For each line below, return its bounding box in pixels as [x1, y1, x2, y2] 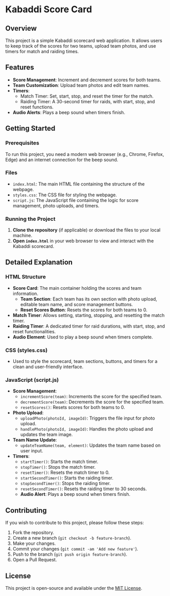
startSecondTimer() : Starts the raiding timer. [20, 475, 114, 481]
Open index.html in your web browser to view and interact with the [12, 238, 154, 244]
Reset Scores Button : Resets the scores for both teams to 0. [20, 307, 148, 313]
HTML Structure [5, 273, 46, 281]
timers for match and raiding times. [5, 49, 79, 54]
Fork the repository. [12, 530, 55, 536]
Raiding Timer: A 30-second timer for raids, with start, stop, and [20, 98, 155, 104]
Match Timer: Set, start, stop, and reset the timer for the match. [20, 93, 154, 99]
